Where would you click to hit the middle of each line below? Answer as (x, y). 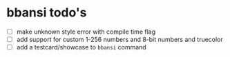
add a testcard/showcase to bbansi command (81, 47)
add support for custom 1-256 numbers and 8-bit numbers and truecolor (120, 39)
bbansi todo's (47, 13)
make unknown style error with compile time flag (86, 32)
